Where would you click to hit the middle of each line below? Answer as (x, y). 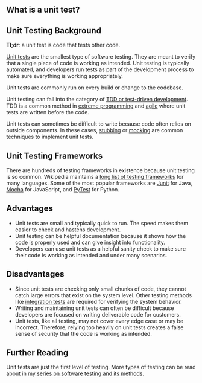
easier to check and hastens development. (68, 230)
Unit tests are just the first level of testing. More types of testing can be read (101, 367)
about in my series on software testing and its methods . (75, 373)
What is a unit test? (43, 10)
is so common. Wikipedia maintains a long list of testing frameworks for (95, 177)
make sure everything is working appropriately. (65, 76)
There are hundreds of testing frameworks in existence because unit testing (100, 170)
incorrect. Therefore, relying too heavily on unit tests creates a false (99, 327)
